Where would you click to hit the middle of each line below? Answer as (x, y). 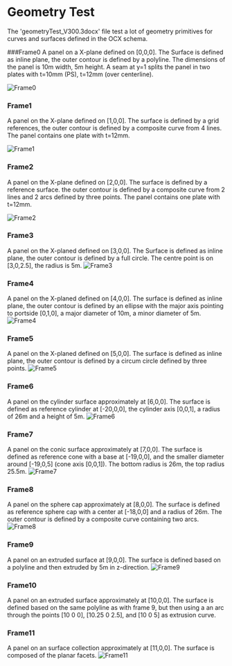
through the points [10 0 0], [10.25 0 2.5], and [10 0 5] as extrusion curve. (111, 615)
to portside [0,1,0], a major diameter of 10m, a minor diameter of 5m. (104, 314)
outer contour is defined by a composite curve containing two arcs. (103, 519)
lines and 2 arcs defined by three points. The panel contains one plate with (114, 197)
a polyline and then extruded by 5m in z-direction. (79, 567)
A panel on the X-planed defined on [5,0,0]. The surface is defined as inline (115, 354)
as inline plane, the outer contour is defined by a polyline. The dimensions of (116, 59)
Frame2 (20, 167)
